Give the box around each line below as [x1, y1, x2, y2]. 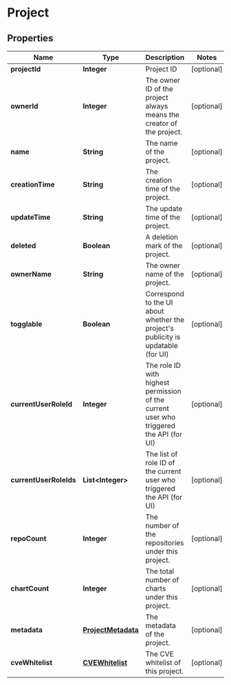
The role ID [145, 360, 181, 370]
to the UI [145, 298, 173, 307]
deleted [10, 241, 36, 250]
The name [145, 139, 178, 147]
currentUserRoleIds [10, 476, 76, 484]
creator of [145, 119, 177, 128]
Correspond [145, 289, 184, 298]
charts [145, 584, 166, 593]
